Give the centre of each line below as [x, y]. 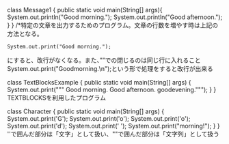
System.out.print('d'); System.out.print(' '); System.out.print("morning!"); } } [113, 126]
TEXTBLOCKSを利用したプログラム [56, 98]
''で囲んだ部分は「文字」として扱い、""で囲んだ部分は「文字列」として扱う [113, 134]
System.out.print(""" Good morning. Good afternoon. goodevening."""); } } [112, 89]
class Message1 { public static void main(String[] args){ [85, 10]
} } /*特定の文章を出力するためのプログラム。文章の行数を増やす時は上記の [113, 25]
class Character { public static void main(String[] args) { [86, 111]
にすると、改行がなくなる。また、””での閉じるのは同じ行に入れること [104, 60]
